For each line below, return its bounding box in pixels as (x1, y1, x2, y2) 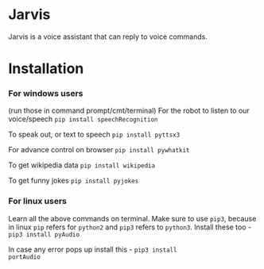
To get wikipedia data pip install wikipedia (8, 160, 156, 170)
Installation (8, 60, 84, 78)
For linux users (8, 196, 68, 207)
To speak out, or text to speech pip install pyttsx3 (8, 129, 181, 140)
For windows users (8, 88, 83, 99)
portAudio (8, 252, 41, 261)
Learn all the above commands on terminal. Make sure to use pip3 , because (8, 213, 257, 223)
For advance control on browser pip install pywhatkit (8, 145, 190, 155)
